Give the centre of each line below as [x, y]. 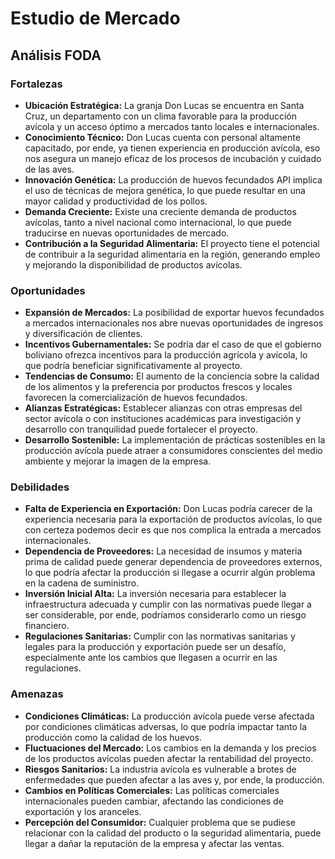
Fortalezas [36, 84]
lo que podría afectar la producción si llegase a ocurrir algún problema [170, 573]
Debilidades [40, 487]
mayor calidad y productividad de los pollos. [116, 201]
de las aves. [49, 169]
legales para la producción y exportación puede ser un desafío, [155, 647]
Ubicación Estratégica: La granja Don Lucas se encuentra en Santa [164, 105]
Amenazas [37, 694]
